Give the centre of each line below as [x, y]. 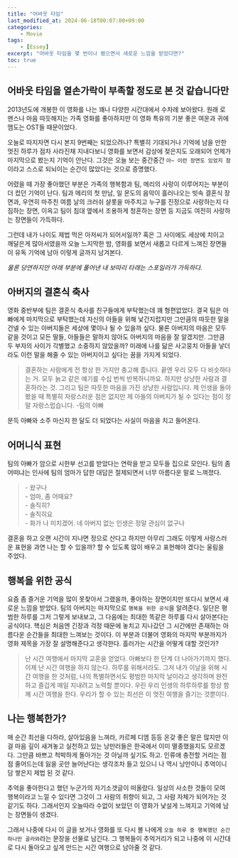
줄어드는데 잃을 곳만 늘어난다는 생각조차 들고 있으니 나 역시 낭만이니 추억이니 [121, 763]
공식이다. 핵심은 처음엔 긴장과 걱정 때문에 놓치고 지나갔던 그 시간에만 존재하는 [114, 626]
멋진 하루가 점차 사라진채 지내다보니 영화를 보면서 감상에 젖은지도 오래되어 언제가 [119, 151]
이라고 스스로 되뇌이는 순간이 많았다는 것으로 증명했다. [82, 168]
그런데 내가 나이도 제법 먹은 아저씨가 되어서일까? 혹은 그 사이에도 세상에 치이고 [116, 235]
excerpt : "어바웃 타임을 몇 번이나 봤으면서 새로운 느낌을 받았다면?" [96, 54]
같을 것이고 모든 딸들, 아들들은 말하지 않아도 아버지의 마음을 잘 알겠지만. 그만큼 [116, 337]
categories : [25, 27]
